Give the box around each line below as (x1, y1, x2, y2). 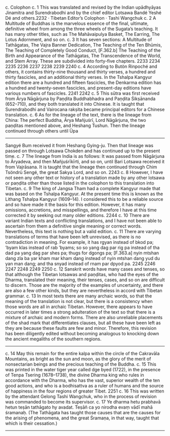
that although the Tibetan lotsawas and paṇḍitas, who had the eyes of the (5, 272, 159, 277)
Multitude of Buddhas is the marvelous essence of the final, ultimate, (5, 20, 149, 26)
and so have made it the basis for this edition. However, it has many (5, 202, 146, 207)
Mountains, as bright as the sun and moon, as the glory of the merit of (5, 356, 151, 362)
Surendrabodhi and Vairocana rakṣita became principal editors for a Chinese (5, 106, 165, 112)
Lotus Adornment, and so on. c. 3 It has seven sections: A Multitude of (5, 36, 152, 42)
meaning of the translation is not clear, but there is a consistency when (5, 298, 153, 304)
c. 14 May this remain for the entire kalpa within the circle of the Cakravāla (5, 351, 160, 356)
